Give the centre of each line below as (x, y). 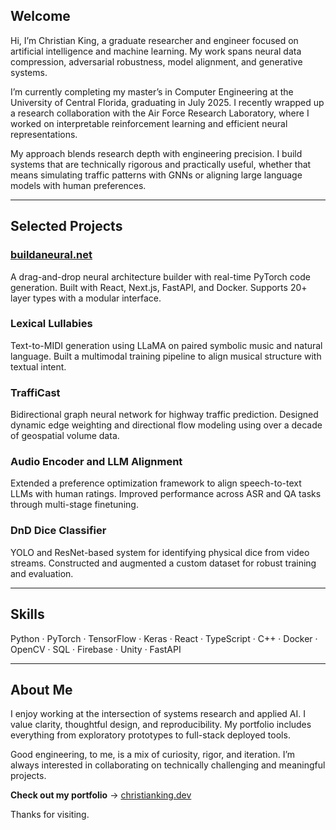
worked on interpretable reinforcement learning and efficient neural (149, 123)
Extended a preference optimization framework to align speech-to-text (156, 483)
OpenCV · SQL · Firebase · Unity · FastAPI (96, 649)
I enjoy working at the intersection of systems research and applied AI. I (158, 714)
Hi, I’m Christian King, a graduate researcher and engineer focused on (154, 40)
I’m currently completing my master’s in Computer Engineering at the (152, 91)
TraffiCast (35, 392)
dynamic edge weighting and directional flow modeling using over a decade (166, 425)
